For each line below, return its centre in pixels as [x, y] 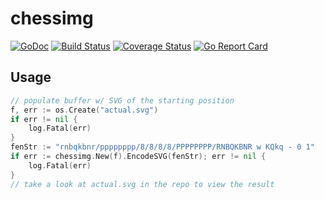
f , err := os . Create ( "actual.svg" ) [84, 110]
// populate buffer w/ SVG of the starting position [122, 100]
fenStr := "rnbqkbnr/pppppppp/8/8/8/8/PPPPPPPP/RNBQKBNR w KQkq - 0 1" [162, 147]
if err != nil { [44, 119]
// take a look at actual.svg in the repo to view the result [142, 184]
